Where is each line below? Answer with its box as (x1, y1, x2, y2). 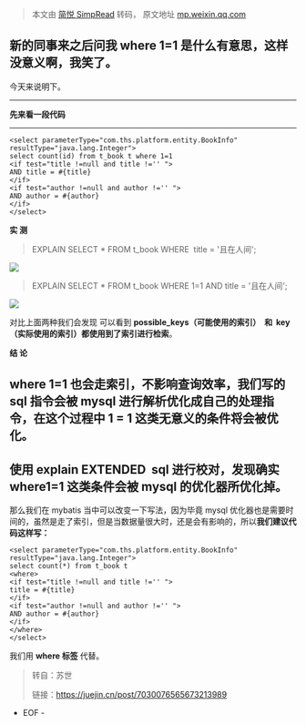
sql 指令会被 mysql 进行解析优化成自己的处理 (9, 393, 262, 409)
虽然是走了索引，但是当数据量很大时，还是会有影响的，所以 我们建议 (33, 516, 289, 527)
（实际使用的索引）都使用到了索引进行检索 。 (9, 328, 178, 339)
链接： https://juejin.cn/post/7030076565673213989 (31, 689, 228, 700)
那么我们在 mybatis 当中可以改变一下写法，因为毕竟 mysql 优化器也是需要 (9, 505, 286, 516)
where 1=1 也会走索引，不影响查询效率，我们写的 (9, 377, 286, 393)
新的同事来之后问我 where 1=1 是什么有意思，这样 (9, 38, 289, 54)
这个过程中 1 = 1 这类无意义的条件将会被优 (45, 411, 280, 426)
